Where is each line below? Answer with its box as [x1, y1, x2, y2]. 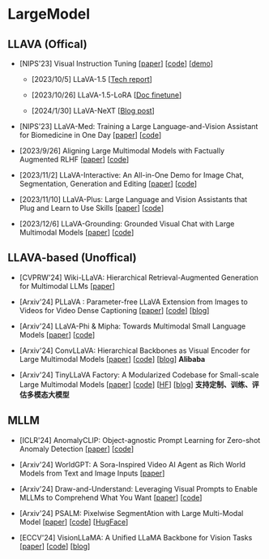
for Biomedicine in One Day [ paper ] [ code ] [19, 131, 162, 140]
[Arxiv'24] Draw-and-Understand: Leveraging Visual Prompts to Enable [19, 484, 258, 493]
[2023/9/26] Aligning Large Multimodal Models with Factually [19, 146, 224, 155]
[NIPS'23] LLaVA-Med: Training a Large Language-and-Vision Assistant [19, 122, 258, 131]
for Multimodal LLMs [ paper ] [19, 281, 115, 290]
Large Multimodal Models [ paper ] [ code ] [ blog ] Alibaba [19, 354, 206, 363]
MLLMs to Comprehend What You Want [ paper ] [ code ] [19, 492, 203, 502]
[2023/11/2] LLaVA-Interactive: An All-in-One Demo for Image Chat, [19, 170, 245, 179]
